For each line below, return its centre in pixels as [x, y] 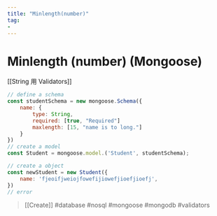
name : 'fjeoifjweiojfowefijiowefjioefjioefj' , [89, 179]
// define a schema [36, 95]
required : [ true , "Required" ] [76, 121]
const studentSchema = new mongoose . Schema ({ [75, 101]
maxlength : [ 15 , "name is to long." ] [87, 127]
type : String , [53, 114]
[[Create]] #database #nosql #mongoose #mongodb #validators [117, 205]
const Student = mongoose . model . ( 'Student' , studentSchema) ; [98, 153]
